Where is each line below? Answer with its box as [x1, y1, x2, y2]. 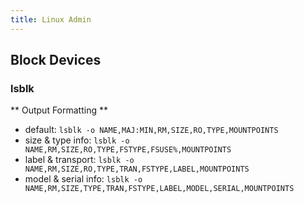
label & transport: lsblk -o [24, 154, 135, 166]
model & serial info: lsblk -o [24, 173, 143, 185]
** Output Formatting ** [10, 104, 108, 116]
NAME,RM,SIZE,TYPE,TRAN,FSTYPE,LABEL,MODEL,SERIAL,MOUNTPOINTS [24, 184, 295, 194]
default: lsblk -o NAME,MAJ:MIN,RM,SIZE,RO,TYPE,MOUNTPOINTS [24, 124, 279, 136]
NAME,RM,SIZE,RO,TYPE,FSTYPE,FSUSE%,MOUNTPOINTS [24, 145, 232, 155]
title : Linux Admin [10, 14, 92, 25]
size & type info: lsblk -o [24, 134, 130, 146]
